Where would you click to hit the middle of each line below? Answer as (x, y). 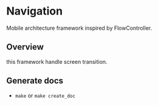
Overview (25, 47)
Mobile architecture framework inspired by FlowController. (79, 28)
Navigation (34, 11)
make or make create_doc (45, 95)
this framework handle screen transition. (57, 61)
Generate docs (35, 81)
